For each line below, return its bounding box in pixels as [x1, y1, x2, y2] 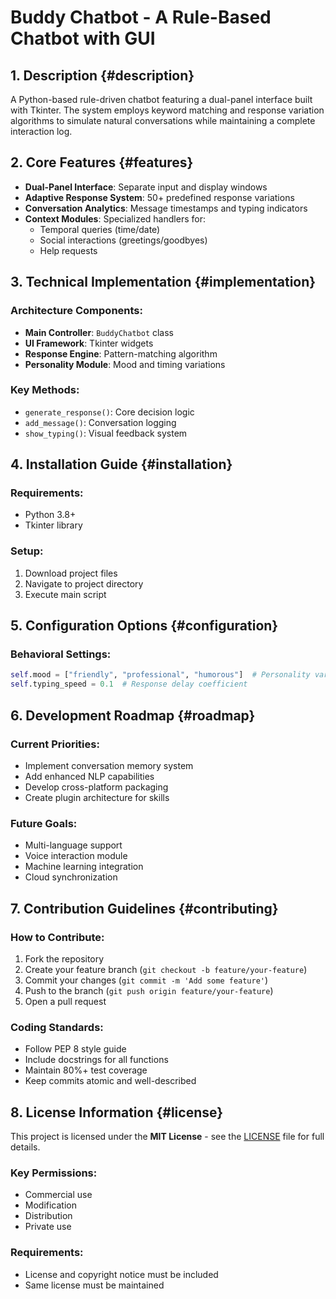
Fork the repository [24, 952, 105, 965]
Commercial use [24, 1189, 93, 1201]
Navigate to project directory [24, 577, 144, 590]
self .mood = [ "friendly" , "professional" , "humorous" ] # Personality [10, 670, 311, 680]
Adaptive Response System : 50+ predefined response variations [24, 191, 295, 203]
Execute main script [24, 588, 107, 600]
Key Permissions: [10, 1166, 98, 1180]
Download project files [24, 567, 118, 579]
